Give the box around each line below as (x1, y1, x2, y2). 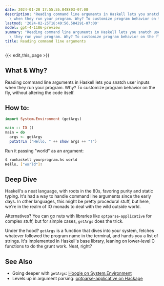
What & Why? (5, 66, 47, 75)
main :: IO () (5, 125, 34, 131)
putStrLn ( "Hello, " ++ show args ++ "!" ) (9, 139, 97, 144)
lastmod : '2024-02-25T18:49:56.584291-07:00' (5, 20, 99, 26)
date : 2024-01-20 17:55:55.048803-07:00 (5, 7, 89, 12)
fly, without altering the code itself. (5, 90, 75, 95)
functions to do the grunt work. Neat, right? (5, 243, 92, 249)
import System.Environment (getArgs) (5, 116, 82, 122)
